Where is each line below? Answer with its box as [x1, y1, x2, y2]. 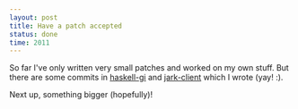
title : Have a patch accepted [9, 21, 123, 30]
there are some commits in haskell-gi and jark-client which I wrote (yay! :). [9, 72, 284, 83]
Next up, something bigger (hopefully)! [9, 89, 153, 100]
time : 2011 [9, 38, 50, 47]
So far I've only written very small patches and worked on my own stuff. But [9, 63, 289, 73]
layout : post [9, 13, 58, 22]
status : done [9, 29, 58, 38]
